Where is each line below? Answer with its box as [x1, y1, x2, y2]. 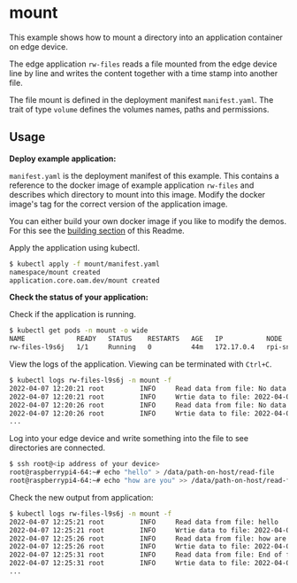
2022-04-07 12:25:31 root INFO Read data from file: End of [9, 550, 283, 560]
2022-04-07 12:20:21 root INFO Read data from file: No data [9, 384, 287, 393]
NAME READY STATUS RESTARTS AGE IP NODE [9, 335, 283, 344]
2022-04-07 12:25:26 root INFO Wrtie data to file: [9, 542, 251, 551]
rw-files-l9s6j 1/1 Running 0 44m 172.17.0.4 [9, 343, 255, 352]
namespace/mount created [9, 268, 101, 276]
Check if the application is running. [9, 309, 137, 320]
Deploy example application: [9, 153, 117, 164]
